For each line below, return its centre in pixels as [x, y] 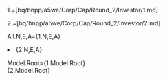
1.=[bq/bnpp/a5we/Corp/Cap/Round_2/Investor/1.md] [82, 10]
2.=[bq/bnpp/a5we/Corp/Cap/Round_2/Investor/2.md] [84, 23]
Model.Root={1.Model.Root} [46, 63]
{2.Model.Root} [29, 70]
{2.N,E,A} [29, 50]
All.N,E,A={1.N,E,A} [34, 36]
